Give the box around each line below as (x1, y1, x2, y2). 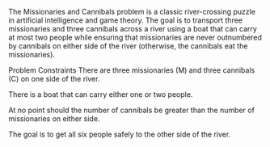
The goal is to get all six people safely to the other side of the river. (8, 129, 231, 139)
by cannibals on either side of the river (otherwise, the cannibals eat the (8, 41, 248, 51)
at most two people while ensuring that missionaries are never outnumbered (8, 32, 263, 42)
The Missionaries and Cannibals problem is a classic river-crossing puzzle (8, 7, 256, 16)
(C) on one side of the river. (8, 74, 100, 83)
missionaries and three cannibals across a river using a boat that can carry (8, 24, 257, 33)
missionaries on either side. (8, 114, 100, 124)
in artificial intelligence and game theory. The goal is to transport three (8, 15, 243, 25)
